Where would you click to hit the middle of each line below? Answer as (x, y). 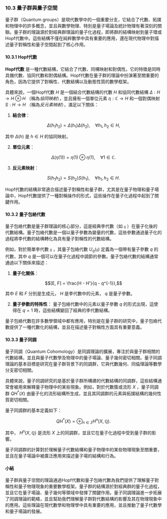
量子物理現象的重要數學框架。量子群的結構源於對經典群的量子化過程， (90, 487)
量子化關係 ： (25, 273)
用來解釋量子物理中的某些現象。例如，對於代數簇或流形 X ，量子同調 (88, 387)
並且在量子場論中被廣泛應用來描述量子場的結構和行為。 (62, 456)
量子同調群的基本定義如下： (34, 410)
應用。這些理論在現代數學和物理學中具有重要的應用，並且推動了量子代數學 (85, 505)
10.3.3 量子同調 (21, 340)
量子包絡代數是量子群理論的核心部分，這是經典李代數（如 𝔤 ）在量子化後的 (82, 226)
